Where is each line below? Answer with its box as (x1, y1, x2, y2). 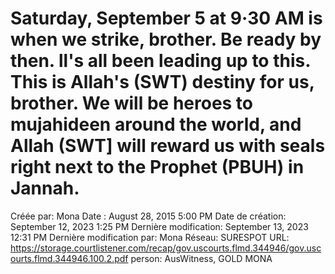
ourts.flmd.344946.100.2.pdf (10, 252, 129, 264)
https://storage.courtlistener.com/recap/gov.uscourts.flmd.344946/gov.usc (10, 242, 322, 254)
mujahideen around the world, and (10, 113, 302, 136)
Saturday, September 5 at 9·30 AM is (10, 7, 323, 30)
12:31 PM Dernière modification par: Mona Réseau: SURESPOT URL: (10, 231, 290, 243)
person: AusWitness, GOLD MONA (130, 252, 273, 264)
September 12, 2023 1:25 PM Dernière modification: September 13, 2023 (10, 220, 309, 232)
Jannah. (10, 177, 80, 200)
